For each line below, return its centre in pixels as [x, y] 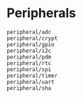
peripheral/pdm [29, 57]
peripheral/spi [29, 69]
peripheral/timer [32, 75]
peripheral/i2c [29, 51]
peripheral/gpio [31, 44]
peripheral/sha [29, 88]
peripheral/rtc [29, 63]
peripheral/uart [31, 82]
